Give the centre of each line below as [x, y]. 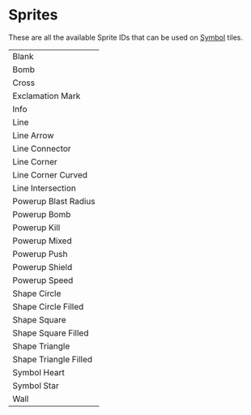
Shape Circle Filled [48, 306]
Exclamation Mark [47, 96]
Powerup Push [40, 254]
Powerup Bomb [42, 214]
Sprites [33, 15]
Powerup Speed [43, 280]
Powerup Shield [43, 267]
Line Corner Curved [50, 174]
